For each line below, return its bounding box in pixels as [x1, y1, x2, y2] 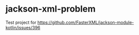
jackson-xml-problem [5, 3, 96, 15]
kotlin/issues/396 [5, 24, 40, 30]
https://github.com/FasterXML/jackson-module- [37, 19, 134, 25]
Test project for [5, 19, 37, 25]
